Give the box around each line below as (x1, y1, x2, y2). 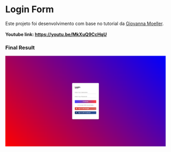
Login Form (5, 4, 54, 15)
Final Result (5, 44, 35, 51)
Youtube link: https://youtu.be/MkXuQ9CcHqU (5, 31, 107, 37)
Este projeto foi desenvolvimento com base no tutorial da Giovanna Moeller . (5, 20, 164, 27)
